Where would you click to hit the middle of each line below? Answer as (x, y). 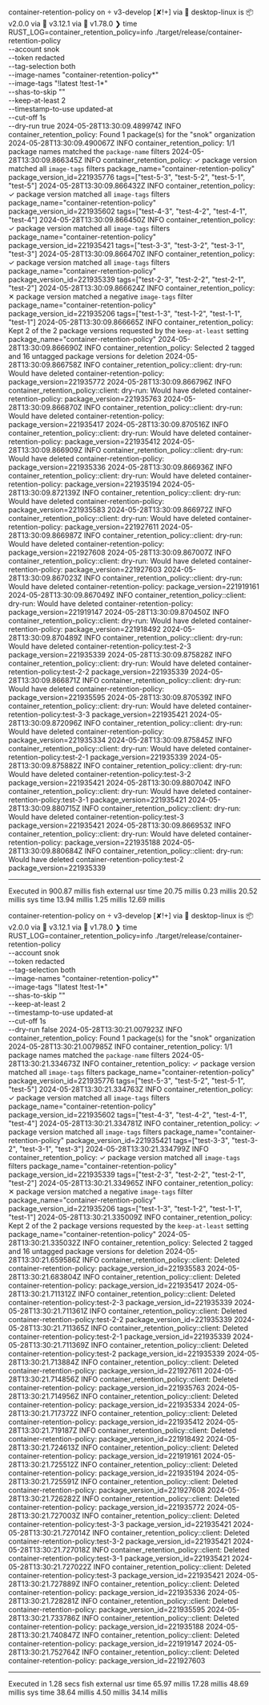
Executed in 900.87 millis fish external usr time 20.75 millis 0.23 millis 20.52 (133, 891)
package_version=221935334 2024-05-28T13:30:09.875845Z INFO (120, 740)
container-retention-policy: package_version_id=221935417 (106, 1285)
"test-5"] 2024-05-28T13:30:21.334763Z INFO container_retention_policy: (131, 1089)
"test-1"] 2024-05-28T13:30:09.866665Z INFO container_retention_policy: (131, 322)
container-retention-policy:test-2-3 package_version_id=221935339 (120, 1302)
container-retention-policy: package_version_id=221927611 (105, 1371)
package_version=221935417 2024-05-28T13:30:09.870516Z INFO (118, 424)
